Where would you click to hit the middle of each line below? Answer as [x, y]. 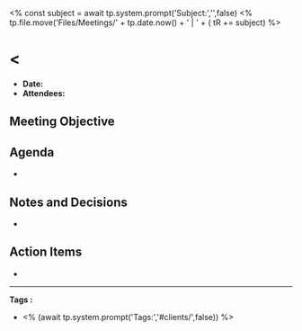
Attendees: [44, 93]
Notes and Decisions [68, 202]
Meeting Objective [62, 122]
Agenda [32, 152]
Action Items [46, 252]
